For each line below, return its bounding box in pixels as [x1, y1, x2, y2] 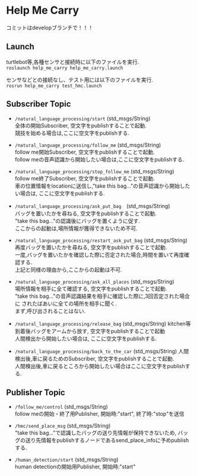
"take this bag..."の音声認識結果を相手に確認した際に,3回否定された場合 [14, 293, 190, 300]
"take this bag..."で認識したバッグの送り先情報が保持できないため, [14, 430, 177, 437]
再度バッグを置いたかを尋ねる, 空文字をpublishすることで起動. [14, 244, 167, 251]
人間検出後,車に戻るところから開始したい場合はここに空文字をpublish [14, 362, 185, 369]
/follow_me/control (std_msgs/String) [14, 403, 108, 410]
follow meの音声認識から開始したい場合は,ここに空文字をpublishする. [14, 155, 185, 163]
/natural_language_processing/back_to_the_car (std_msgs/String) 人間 [14, 347, 189, 354]
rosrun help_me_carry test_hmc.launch [6, 83, 102, 89]
